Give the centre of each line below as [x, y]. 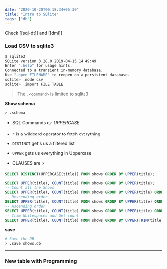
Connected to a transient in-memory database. [54, 70]
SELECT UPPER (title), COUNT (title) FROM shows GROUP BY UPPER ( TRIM [77, 220]
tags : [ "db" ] [19, 19]
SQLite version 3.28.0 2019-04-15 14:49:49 [51, 61]
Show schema [20, 103]
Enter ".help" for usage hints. [39, 66]
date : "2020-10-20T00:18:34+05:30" [42, 10]
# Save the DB [20, 239]
